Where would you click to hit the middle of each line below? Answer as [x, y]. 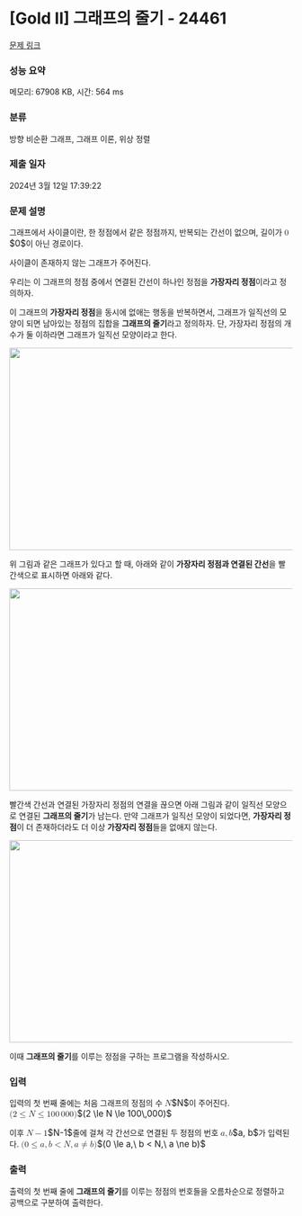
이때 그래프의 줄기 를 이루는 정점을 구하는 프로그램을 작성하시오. [120, 1057]
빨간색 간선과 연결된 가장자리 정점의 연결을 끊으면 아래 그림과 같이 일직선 [136, 805]
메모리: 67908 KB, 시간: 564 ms [67, 92]
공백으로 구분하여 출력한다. [56, 1203]
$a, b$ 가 [249, 1133]
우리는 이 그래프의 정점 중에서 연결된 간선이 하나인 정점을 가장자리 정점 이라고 [143, 282]
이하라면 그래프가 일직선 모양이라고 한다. [107, 335]
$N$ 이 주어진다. [200, 1103]
